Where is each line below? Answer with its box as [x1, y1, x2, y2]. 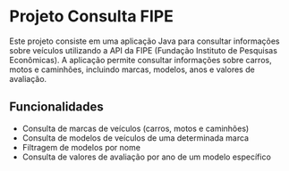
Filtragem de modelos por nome [21, 142, 141, 152]
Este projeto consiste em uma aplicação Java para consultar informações [9, 36, 280, 46]
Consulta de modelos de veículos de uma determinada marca [21, 132, 249, 143]
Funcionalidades [9, 100, 105, 115]
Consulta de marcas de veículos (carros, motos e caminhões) [21, 123, 250, 134]
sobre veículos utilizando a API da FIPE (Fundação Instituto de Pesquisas [9, 45, 277, 55]
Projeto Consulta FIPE [9, 6, 174, 27]
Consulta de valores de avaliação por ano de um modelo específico [21, 151, 271, 162]
